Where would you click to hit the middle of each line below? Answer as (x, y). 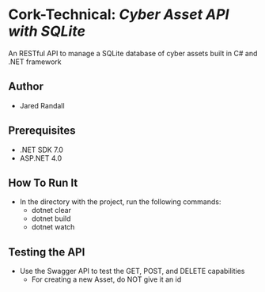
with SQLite (47, 31)
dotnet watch (53, 227)
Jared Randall (42, 105)
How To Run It (43, 182)
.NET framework (35, 62)
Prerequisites (42, 131)
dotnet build (51, 218)
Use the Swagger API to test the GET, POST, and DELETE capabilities (132, 271)
